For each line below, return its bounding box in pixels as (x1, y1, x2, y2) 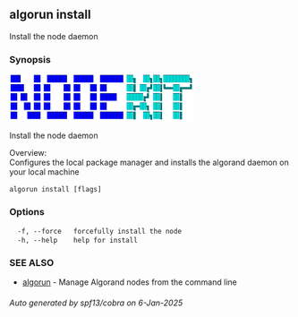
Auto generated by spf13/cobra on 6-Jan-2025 (9, 297, 183, 308)
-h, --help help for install (17, 236, 139, 244)
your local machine (9, 166, 80, 177)
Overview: (9, 147, 47, 158)
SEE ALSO (9, 256, 55, 269)
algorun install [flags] (9, 184, 102, 193)
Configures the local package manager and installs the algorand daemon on (9, 157, 289, 167)
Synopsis (9, 53, 51, 65)
